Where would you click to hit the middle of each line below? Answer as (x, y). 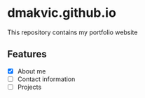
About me (32, 71)
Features (27, 54)
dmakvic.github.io (62, 13)
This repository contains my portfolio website (72, 32)
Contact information (46, 79)
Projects (29, 87)
